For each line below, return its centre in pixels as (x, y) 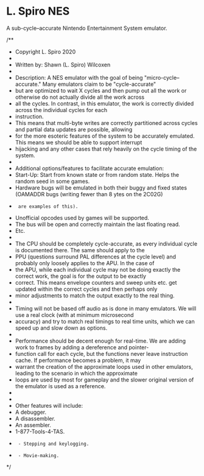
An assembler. (33, 425)
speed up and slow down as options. (61, 328)
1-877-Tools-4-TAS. (40, 432)
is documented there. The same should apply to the (80, 250)
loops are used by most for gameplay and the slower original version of (104, 380)
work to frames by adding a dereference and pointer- (82, 347)
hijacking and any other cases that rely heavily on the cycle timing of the (106, 149)
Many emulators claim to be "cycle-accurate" (99, 84)
